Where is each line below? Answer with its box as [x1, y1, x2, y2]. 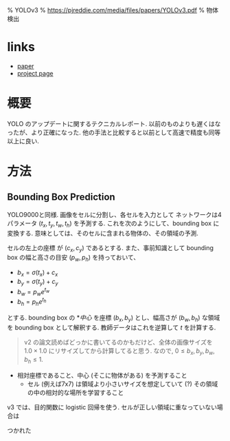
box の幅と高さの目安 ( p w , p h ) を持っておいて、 [7, 254, 140, 263]
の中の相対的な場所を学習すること [27, 389, 124, 397]
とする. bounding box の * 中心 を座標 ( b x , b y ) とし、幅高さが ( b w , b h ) [7, 313, 200, 323]
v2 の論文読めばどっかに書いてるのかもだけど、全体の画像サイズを [23, 338, 213, 346]
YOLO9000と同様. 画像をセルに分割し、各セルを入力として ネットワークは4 [7, 210, 222, 218]
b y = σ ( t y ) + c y [16, 278, 58, 287]
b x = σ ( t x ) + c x [16, 268, 58, 278]
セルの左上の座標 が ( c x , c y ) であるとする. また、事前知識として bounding [7, 243, 214, 254]
